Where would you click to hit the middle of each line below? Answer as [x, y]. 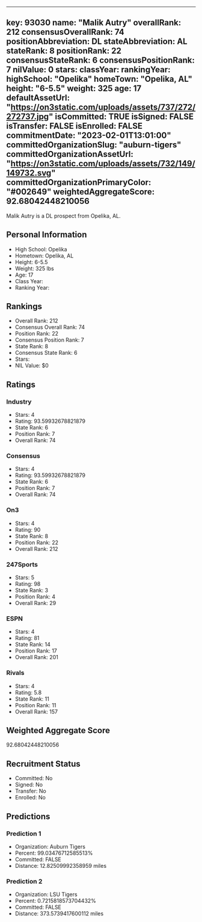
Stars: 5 [25, 577]
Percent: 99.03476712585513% [54, 853]
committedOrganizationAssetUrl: [70, 154]
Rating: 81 [27, 638]
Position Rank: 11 [35, 705]
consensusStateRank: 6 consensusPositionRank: [101, 60]
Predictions [28, 816]
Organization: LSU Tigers [46, 894]
